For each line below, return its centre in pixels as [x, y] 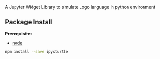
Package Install [29, 22]
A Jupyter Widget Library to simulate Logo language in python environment [80, 7]
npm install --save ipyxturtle [37, 52]
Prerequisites [19, 34]
